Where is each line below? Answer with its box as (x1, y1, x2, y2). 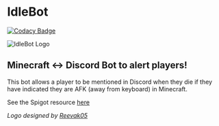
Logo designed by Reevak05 (7, 111, 88, 119)
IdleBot (7, 4, 49, 20)
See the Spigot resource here (7, 98, 90, 106)
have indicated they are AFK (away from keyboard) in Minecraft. (7, 84, 188, 93)
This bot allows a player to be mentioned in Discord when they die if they (7, 78, 213, 86)
